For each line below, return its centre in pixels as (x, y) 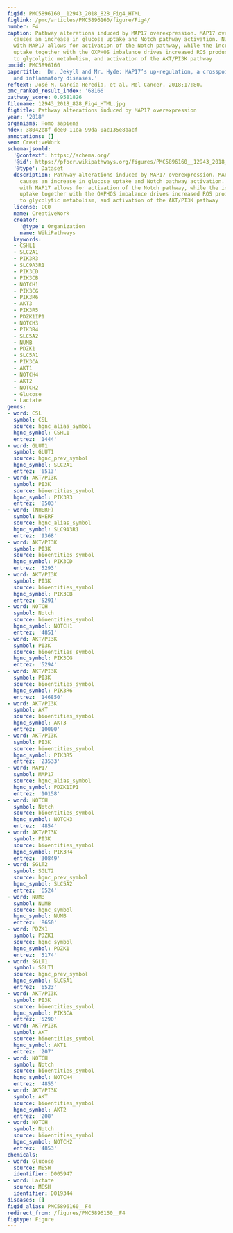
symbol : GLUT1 (34, 452)
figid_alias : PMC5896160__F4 (49, 1206)
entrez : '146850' (38, 697)
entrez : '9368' (35, 536)
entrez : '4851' (35, 632)
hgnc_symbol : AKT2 (40, 1110)
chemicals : (23, 1155)
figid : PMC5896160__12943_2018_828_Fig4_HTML (74, 14)
